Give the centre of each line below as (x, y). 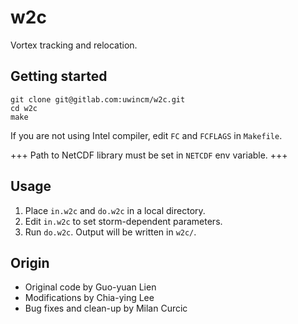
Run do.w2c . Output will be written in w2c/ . (110, 232)
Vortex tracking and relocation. (74, 45)
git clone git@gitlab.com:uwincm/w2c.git (98, 99)
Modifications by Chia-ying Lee (89, 298)
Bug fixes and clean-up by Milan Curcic (106, 308)
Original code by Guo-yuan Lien (90, 287)
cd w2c (24, 108)
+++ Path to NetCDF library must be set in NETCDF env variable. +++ (149, 155)
